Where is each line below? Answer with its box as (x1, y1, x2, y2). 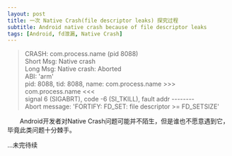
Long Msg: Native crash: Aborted (24, 65, 122, 73)
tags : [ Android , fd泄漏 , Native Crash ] (7, 30, 123, 38)
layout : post (7, 10, 46, 18)
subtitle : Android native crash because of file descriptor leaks (7, 23, 207, 30)
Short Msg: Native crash (24, 57, 95, 66)
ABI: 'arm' (24, 72, 54, 81)
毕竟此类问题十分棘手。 (7, 126, 76, 135)
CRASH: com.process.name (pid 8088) (24, 50, 139, 58)
